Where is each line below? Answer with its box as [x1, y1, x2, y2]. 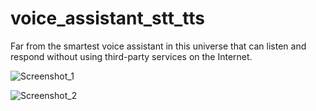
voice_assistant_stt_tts [10, 7, 205, 30]
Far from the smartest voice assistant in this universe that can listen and [10, 40, 307, 52]
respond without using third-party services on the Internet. [10, 50, 253, 62]
